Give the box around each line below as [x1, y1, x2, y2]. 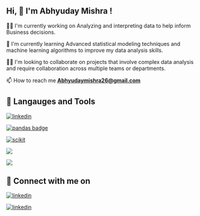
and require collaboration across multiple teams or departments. [6, 65, 166, 72]
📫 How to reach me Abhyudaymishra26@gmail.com [6, 77, 141, 84]
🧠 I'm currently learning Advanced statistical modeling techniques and [6, 40, 181, 47]
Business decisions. [6, 28, 56, 36]
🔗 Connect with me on [6, 176, 90, 186]
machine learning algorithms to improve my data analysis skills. [6, 46, 163, 54]
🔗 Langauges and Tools [6, 97, 96, 107]
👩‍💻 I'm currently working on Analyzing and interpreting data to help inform [6, 22, 191, 29]
